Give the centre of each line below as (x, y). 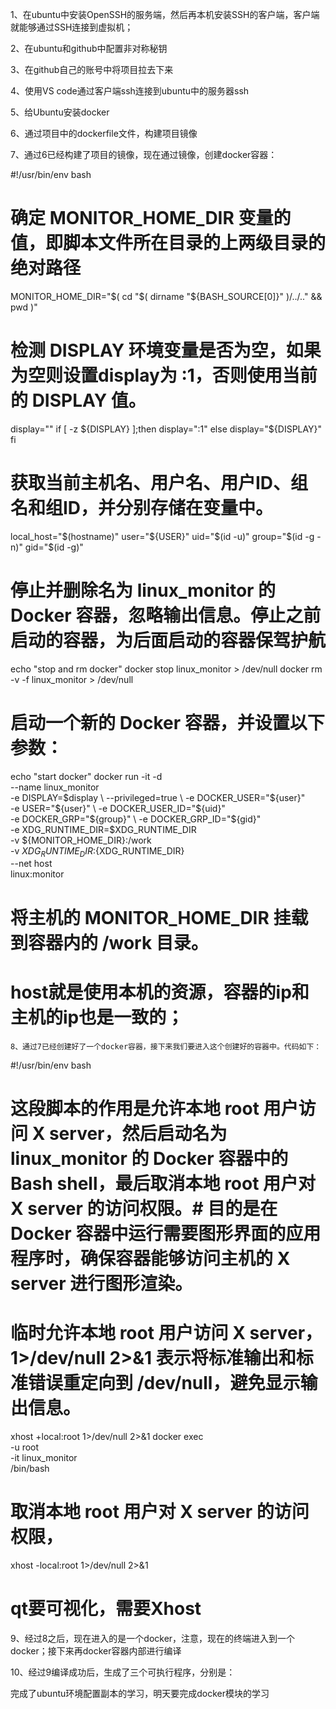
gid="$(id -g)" (54, 547)
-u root (25, 1447)
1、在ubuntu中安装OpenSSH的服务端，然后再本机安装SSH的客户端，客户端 (165, 14)
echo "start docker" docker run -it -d (86, 776)
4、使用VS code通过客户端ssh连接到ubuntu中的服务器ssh (130, 91)
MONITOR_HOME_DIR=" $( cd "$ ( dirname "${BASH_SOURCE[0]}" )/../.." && (166, 296)
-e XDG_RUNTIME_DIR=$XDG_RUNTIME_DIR (103, 829)
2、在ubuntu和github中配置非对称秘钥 (89, 48)
